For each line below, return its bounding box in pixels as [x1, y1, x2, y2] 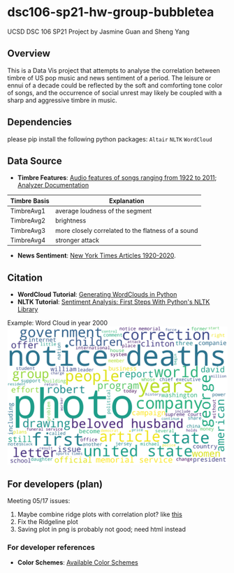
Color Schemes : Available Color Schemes [17, 558, 138, 567]
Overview [7, 48, 51, 59]
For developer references [7, 542, 96, 552]
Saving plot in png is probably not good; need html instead [17, 525, 187, 533]
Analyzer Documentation [17, 181, 89, 190]
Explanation [109, 197, 145, 205]
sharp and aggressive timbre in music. [7, 96, 117, 104]
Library [17, 305, 38, 313]
